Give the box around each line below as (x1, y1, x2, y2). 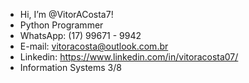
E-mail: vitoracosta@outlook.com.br (19, 40, 169, 52)
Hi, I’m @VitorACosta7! (19, 9, 114, 20)
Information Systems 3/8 (19, 62, 122, 73)
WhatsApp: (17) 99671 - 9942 (19, 30, 142, 41)
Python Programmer (19, 19, 104, 31)
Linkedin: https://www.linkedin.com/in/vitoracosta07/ (19, 51, 239, 63)
